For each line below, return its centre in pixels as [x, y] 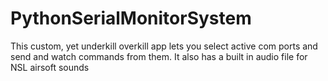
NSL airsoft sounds [50, 67]
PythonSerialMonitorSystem [131, 18]
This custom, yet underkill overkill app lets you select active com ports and [164, 46]
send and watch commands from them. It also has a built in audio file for [159, 56]
